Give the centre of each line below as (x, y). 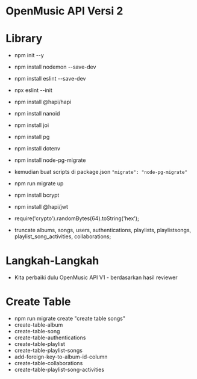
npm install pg (32, 137)
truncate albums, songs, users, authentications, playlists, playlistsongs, (103, 230)
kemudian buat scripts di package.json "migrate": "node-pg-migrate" (101, 172)
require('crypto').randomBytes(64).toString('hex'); (77, 218)
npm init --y (29, 55)
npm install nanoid (37, 114)
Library (24, 39)
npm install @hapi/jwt (41, 207)
